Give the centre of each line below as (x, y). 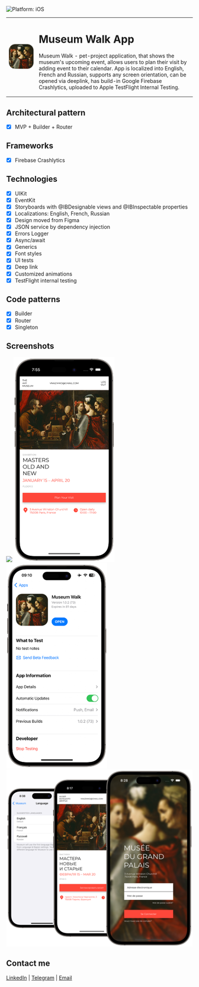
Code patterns (33, 299)
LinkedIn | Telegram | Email (39, 978)
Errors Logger (32, 233)
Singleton (26, 327)
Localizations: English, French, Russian (62, 213)
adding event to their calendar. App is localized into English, (111, 68)
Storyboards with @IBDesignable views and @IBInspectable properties (101, 207)
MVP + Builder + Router (44, 127)
